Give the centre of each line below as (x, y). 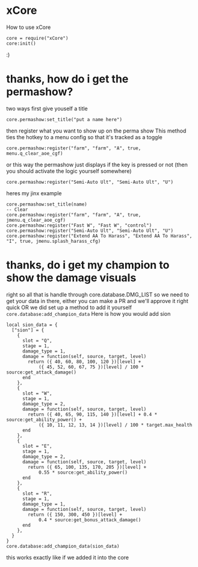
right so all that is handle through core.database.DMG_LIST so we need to (98, 294)
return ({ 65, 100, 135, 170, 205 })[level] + (87, 467)
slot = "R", (37, 493)
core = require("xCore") (37, 38)
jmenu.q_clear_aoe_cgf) (36, 220)
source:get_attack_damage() (42, 372)
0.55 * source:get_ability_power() (83, 472)
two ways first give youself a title (47, 108)
